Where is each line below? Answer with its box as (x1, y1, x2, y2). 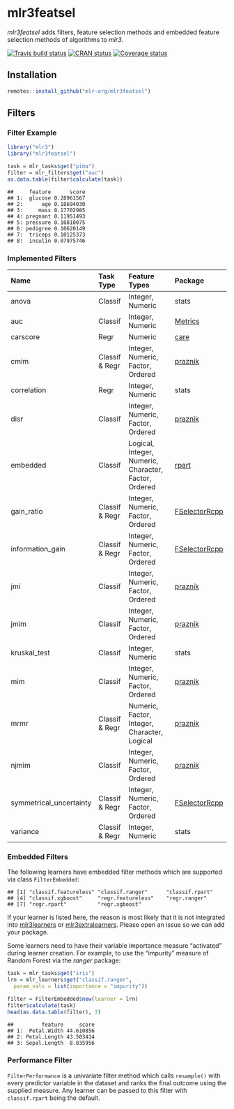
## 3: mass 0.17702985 (7, 207, 86, 214)
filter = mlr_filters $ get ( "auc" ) (7, 169, 104, 176)
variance (10, 826, 40, 836)
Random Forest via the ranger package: (7, 956, 121, 965)
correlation (10, 385, 47, 395)
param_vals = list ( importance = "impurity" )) (13, 983, 148, 990)
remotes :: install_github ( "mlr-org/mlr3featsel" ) (7, 87, 151, 95)
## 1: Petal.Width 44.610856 (7, 1027, 95, 1034)
